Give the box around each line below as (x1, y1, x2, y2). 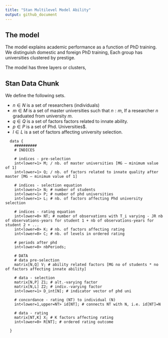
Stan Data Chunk (5, 79, 59, 88)
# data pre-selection (14, 258, 59, 263)
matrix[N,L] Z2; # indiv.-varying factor (14, 284, 102, 290)
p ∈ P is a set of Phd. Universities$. (12, 124, 87, 130)
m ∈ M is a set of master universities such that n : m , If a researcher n (12, 108, 158, 114)
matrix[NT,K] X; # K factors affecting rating (14, 315, 114, 320)
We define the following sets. (5, 93, 65, 99)
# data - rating (14, 311, 49, 316)
